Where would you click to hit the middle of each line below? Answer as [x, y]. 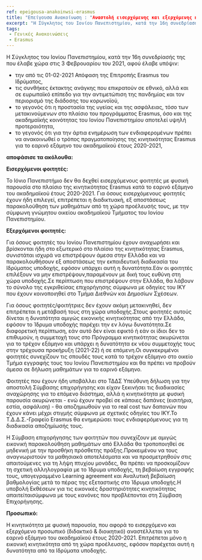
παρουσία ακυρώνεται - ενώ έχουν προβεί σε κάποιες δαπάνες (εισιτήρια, [100, 400]
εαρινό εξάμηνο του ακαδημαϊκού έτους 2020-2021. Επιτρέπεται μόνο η [96, 538]
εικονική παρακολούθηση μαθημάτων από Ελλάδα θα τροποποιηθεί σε [95, 444]
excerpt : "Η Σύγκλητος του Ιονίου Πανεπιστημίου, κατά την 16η [87, 23]
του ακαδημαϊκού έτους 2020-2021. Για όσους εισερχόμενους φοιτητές [96, 193]
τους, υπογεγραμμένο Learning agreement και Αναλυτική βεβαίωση [91, 476]
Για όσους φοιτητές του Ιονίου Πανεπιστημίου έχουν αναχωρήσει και [93, 242]
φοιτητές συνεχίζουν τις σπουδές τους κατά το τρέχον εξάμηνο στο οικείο [100, 357]
